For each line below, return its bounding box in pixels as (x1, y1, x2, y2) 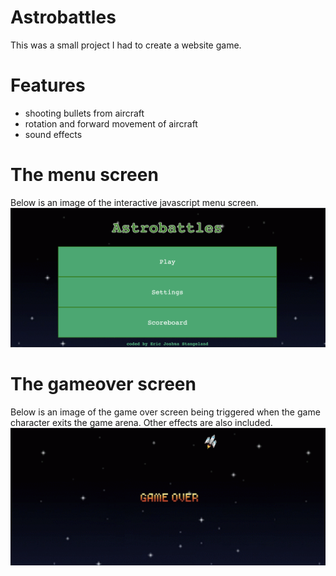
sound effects (24, 128, 83, 140)
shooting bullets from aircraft (24, 107, 145, 119)
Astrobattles (10, 6, 117, 29)
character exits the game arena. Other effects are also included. (10, 416, 273, 428)
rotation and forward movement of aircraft (24, 117, 198, 130)
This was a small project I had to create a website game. (10, 39, 242, 51)
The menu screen (10, 164, 159, 186)
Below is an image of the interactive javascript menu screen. (10, 196, 259, 208)
